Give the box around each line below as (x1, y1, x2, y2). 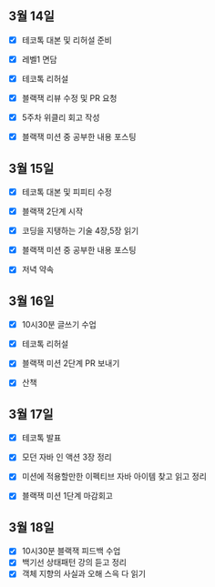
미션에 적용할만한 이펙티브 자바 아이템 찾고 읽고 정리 (21, 471, 207, 482)
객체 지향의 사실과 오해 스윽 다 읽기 (21, 568, 147, 580)
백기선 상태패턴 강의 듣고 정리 (21, 557, 127, 568)
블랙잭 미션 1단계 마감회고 (21, 491, 113, 501)
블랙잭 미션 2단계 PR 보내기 (21, 358, 120, 369)
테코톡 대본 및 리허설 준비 (21, 35, 113, 46)
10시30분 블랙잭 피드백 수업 (21, 545, 121, 557)
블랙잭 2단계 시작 (21, 206, 84, 217)
